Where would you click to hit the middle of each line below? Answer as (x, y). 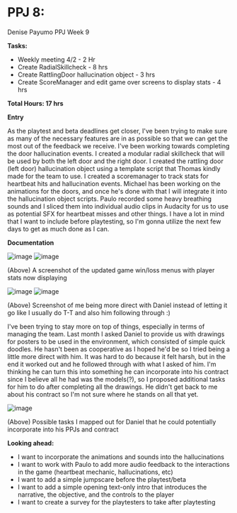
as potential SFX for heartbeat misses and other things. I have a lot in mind (116, 214)
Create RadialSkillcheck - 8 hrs (63, 67)
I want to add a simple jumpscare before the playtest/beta (102, 479)
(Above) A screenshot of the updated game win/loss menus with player (111, 270)
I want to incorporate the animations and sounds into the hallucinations (121, 457)
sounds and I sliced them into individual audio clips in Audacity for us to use (118, 206)
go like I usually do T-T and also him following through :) (89, 312)
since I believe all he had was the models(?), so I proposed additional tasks (116, 379)
